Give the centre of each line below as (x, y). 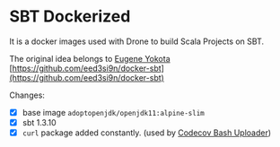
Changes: (27, 95)
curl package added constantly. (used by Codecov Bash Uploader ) (147, 133)
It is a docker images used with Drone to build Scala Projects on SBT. (137, 41)
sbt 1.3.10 (39, 122)
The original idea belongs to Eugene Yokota (90, 58)
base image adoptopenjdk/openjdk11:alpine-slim (113, 112)
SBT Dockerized (70, 17)
